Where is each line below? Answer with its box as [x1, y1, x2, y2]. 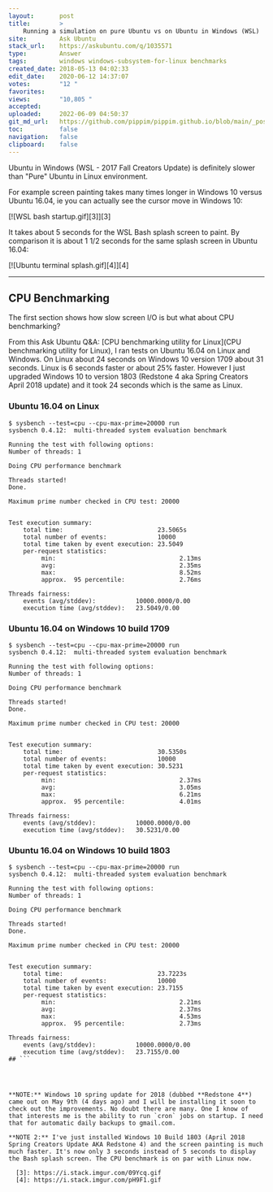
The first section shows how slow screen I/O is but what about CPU [8, 313, 234, 323]
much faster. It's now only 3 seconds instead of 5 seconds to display [8, 1147, 256, 1156]
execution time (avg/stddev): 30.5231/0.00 [23, 826, 180, 834]
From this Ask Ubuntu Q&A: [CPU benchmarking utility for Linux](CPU [8, 337, 242, 347]
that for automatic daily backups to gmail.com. [8, 1119, 176, 1128]
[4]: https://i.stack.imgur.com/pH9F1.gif [15, 1176, 162, 1185]
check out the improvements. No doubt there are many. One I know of [8, 1105, 249, 1113]
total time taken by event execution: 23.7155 [23, 984, 184, 992]
